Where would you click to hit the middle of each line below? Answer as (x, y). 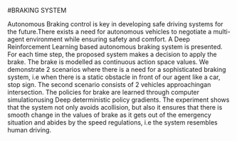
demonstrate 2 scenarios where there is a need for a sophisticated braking (117, 69)
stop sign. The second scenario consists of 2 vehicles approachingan (109, 84)
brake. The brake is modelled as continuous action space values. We (108, 62)
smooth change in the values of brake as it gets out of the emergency (109, 115)
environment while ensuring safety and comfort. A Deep (108, 39)
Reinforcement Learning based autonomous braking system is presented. (115, 47)
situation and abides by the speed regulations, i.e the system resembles (113, 122)
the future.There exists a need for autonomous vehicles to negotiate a (110, 32)
